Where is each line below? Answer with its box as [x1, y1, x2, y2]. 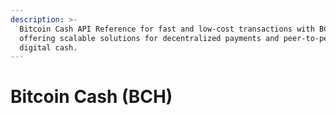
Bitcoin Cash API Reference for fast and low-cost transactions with [19, 24, 315, 34]
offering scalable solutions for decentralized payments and [19, 33, 280, 43]
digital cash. [19, 42, 78, 53]
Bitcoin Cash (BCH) [10, 86, 173, 108]
